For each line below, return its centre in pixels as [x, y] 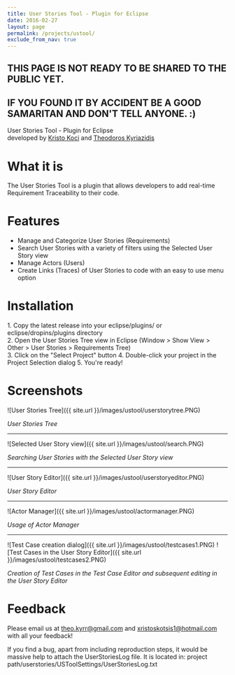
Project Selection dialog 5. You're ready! [65, 363]
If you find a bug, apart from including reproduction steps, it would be [107, 649]
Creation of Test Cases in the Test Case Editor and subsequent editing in [112, 574]
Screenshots [45, 391]
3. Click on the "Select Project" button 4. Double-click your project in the [112, 355]
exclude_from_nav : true [42, 40]
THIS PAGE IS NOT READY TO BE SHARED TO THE [117, 68]
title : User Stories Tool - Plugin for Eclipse [78, 14]
